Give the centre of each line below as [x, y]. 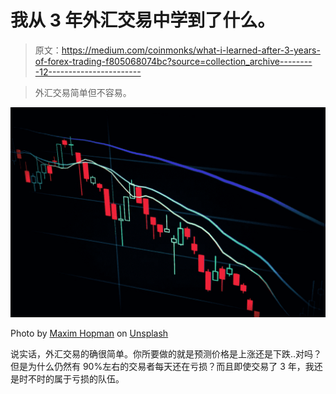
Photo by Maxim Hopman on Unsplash [89, 333]
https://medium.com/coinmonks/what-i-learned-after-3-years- [191, 50]
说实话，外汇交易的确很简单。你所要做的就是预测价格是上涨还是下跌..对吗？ [166, 353]
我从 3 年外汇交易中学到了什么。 [143, 20]
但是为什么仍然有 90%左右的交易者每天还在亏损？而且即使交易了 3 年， [158, 366]
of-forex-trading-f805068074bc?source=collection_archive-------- [173, 61]
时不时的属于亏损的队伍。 [71, 378]
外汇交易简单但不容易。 [83, 92]
